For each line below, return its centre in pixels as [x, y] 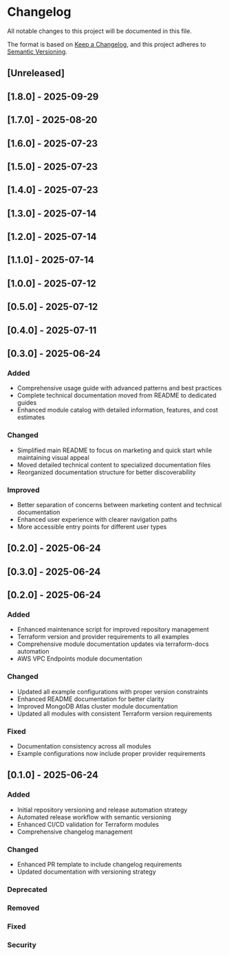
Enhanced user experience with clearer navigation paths [97, 519]
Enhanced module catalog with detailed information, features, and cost [118, 410]
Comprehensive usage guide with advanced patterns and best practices [119, 388]
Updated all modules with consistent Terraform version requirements [115, 713]
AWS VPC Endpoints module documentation [79, 659]
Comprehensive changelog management [75, 832]
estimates [31, 417]
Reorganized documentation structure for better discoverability [106, 472]
